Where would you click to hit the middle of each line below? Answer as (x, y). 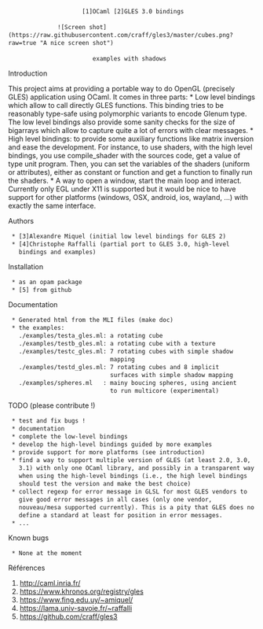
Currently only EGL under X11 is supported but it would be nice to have (122, 189)
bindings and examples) (57, 252)
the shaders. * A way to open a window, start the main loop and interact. (125, 181)
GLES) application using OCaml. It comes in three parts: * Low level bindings (131, 97)
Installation (26, 266)
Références (27, 568)
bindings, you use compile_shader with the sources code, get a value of (124, 155)
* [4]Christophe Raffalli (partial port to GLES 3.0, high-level (121, 244)
